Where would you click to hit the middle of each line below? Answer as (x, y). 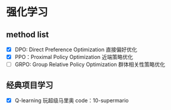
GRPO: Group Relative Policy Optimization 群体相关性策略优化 (90, 65)
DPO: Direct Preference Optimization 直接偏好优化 (76, 49)
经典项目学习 (30, 85)
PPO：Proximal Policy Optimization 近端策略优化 (74, 57)
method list (28, 34)
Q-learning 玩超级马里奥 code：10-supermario (72, 100)
